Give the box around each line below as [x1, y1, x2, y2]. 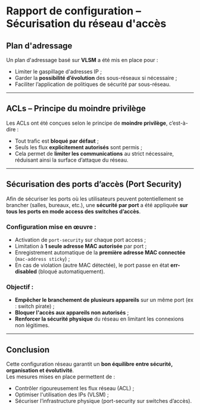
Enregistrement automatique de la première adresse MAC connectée [14, 249, 186, 256]
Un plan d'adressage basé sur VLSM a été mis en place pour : [6, 57, 159, 63]
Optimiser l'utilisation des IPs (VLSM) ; [14, 391, 109, 398]
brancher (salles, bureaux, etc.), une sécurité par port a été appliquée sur [6, 201, 189, 208]
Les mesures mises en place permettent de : [6, 373, 115, 380]
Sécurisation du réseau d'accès [6, 17, 167, 30]
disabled [14, 267, 37, 275]
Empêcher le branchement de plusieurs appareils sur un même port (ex [14, 297, 193, 304]
